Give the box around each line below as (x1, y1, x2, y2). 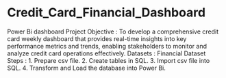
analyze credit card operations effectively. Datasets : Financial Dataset (7, 49, 206, 57)
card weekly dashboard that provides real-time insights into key (7, 34, 187, 42)
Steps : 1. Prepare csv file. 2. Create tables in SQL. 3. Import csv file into (7, 56, 210, 64)
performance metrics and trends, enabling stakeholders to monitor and (7, 42, 208, 50)
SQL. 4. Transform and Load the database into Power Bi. (7, 64, 166, 72)
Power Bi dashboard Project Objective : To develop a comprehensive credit (7, 27, 219, 36)
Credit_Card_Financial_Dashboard (7, 5, 206, 21)
